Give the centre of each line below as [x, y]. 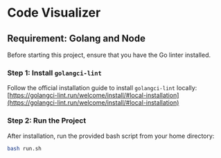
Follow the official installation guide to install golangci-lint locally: [102, 88]
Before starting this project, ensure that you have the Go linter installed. [109, 55]
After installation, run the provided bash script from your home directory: [111, 136]
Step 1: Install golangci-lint [54, 73]
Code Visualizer [54, 13]
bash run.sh [24, 148]
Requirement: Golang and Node [76, 38]
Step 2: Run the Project [47, 121]
